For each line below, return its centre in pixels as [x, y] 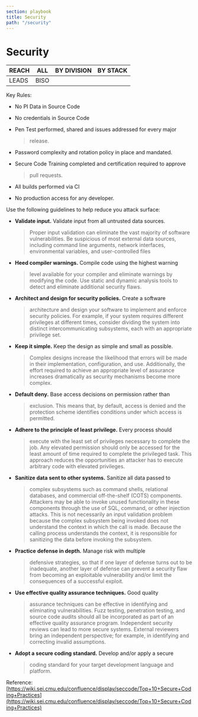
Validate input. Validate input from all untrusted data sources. [90, 221]
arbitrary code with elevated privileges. [77, 466]
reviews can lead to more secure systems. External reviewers [104, 630]
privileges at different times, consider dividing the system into [105, 322]
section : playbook [29, 12]
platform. [40, 671]
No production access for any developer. [64, 198]
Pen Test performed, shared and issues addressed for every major [95, 129]
